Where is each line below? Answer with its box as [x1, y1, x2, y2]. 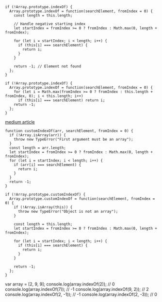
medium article [5, 119, 35, 125]
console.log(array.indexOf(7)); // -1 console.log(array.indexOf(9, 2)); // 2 [5, 286, 149, 292]
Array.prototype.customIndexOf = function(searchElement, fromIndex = [9, 196, 155, 201]
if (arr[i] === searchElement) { [14, 162, 81, 167]
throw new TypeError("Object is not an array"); [17, 209, 118, 214]
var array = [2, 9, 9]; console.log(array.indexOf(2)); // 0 [5, 281, 115, 287]
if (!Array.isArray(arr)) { [9, 133, 66, 138]
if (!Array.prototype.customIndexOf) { [5, 192, 86, 197]
